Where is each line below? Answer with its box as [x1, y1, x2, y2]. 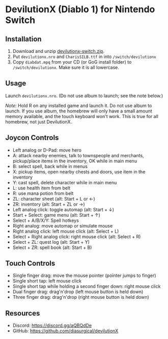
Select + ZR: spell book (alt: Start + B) [12, 244, 92, 250]
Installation [5, 35, 42, 43]
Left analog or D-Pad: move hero [12, 147, 81, 153]
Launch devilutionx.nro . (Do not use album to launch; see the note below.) [5, 93, 163, 99]
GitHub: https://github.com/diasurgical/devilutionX [12, 328, 119, 334]
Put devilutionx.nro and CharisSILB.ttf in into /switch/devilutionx [12, 53, 156, 60]
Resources [5, 309, 40, 318]
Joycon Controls [5, 133, 59, 142]
